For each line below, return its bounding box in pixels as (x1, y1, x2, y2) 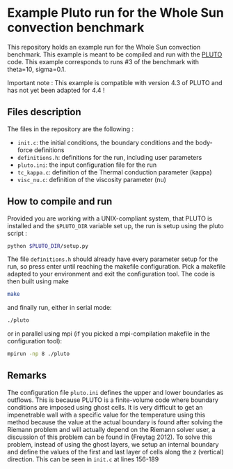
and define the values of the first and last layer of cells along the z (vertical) (7, 447, 224, 456)
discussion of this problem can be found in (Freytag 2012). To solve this (7, 433, 213, 441)
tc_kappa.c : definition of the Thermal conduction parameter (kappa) (17, 167, 212, 176)
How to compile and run (7, 195, 113, 207)
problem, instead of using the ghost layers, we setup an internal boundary (7, 440, 219, 448)
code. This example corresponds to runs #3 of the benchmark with (7, 57, 200, 66)
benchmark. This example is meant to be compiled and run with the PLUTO (7, 50, 223, 59)
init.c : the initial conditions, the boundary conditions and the (17, 138, 194, 147)
